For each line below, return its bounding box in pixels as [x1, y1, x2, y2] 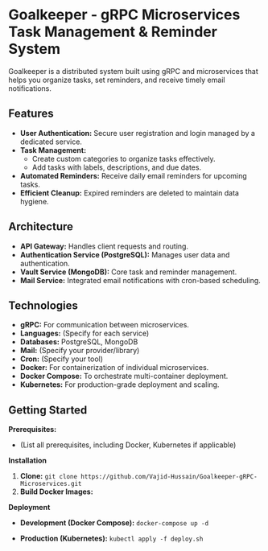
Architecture [8, 220, 74, 234]
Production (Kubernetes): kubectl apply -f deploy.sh [19, 533, 204, 544]
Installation [8, 456, 47, 466]
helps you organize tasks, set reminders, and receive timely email [8, 75, 225, 84]
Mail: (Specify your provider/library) [19, 346, 140, 356]
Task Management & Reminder [8, 23, 217, 41]
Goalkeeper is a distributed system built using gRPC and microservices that [8, 66, 259, 76]
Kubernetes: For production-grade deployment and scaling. [19, 380, 220, 389]
